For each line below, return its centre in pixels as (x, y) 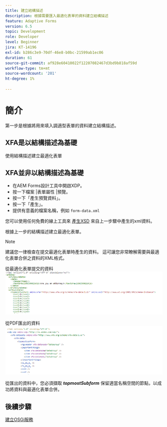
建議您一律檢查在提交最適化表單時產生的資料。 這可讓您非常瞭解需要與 (78, 252)
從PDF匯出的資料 (23, 323)
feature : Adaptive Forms (31, 21)
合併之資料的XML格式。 (43, 258)
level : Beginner (22, 42)
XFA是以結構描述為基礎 (41, 143)
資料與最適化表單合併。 (38, 389)
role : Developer (22, 37)
